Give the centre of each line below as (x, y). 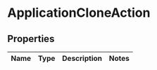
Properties (31, 39)
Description (82, 58)
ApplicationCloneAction (79, 13)
